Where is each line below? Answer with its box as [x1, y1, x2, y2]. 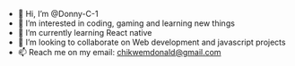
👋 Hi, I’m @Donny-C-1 [17, 9, 99, 19]
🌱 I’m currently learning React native [17, 28, 152, 37]
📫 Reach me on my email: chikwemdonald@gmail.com [17, 47, 221, 57]
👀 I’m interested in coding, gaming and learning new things [17, 18, 236, 29]
